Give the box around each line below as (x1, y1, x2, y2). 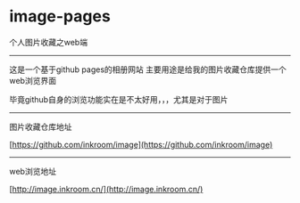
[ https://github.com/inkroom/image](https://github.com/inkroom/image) (9, 139, 273, 150)
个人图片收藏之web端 (9, 37, 87, 47)
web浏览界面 (9, 75, 56, 85)
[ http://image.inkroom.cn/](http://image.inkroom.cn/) (9, 183, 204, 194)
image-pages (9, 6, 112, 27)
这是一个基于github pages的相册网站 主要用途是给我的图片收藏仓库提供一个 (9, 64, 287, 75)
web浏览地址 (9, 166, 56, 176)
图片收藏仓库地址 (9, 121, 72, 132)
